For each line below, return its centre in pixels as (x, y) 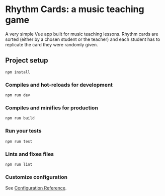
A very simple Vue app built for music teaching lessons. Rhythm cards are (82, 34)
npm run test (19, 141)
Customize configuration (36, 177)
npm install (18, 72)
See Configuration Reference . (36, 188)
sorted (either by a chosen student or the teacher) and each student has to (83, 39)
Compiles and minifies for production (52, 108)
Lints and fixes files (30, 154)
